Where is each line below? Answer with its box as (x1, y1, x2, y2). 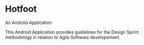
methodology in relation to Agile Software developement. (5, 34, 120, 40)
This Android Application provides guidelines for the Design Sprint (5, 29, 139, 35)
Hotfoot (5, 3, 37, 15)
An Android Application (5, 20, 52, 25)
